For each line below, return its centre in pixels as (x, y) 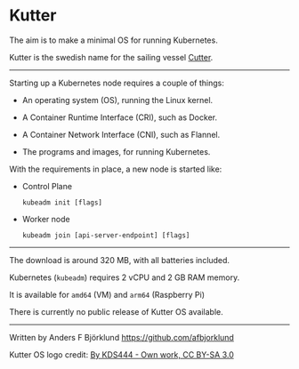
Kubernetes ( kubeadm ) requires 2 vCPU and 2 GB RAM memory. (125, 277)
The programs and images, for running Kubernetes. (116, 151)
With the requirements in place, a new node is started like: (116, 169)
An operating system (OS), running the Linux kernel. (117, 100)
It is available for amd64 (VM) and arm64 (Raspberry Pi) (107, 294)
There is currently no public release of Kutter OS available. (117, 311)
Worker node (46, 219)
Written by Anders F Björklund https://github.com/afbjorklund (121, 337)
